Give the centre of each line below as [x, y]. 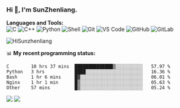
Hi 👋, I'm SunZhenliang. [42, 10]
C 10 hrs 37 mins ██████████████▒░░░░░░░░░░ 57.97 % [88, 67]
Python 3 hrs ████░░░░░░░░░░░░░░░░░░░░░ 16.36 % [88, 72]
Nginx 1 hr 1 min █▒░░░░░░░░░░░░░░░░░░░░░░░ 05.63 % [88, 83]
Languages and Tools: [35, 23]
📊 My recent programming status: [51, 53]
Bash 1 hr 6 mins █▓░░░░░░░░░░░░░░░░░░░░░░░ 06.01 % [88, 77]
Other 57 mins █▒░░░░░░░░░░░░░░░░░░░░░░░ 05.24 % [88, 88]
